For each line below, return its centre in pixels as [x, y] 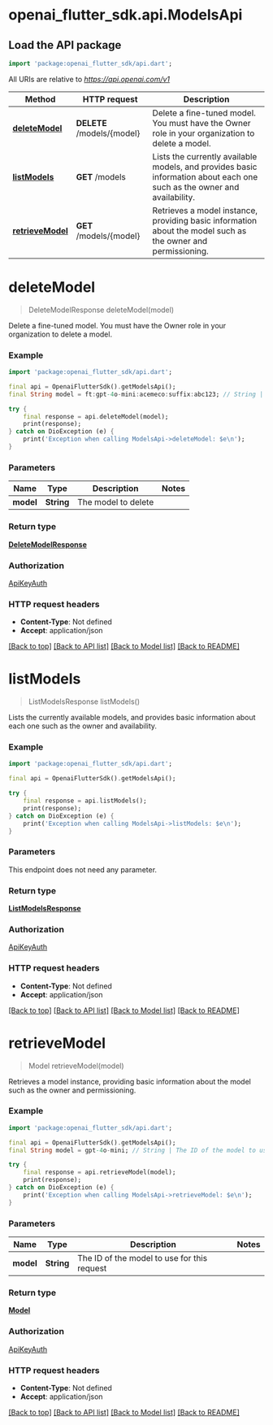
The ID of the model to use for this [142, 1258]
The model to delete [115, 502]
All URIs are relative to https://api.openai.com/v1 [89, 79]
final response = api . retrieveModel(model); [100, 1172]
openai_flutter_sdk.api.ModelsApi [126, 15]
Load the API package [65, 45]
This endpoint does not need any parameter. [82, 869]
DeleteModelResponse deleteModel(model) [101, 310]
